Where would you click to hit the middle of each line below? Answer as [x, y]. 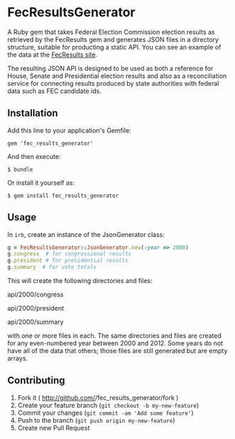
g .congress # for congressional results [70, 254]
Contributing [36, 380]
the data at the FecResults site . [53, 55]
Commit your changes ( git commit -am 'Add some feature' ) [105, 413]
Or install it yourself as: [41, 182]
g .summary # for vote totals [52, 267]
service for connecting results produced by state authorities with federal [113, 83]
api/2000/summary [35, 322]
